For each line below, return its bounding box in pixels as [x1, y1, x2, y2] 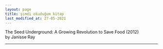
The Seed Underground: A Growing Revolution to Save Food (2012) [5, 29, 139, 35]
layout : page [5, 7, 32, 12]
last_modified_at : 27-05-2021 [5, 16, 66, 21]
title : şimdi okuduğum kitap [5, 12, 64, 16]
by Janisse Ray [5, 34, 35, 40]
